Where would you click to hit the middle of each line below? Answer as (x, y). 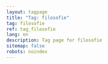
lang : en (17, 35)
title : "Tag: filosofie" (38, 18)
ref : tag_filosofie (31, 29)
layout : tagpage (27, 12)
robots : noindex (27, 52)
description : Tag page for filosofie (54, 40)
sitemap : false (26, 46)
